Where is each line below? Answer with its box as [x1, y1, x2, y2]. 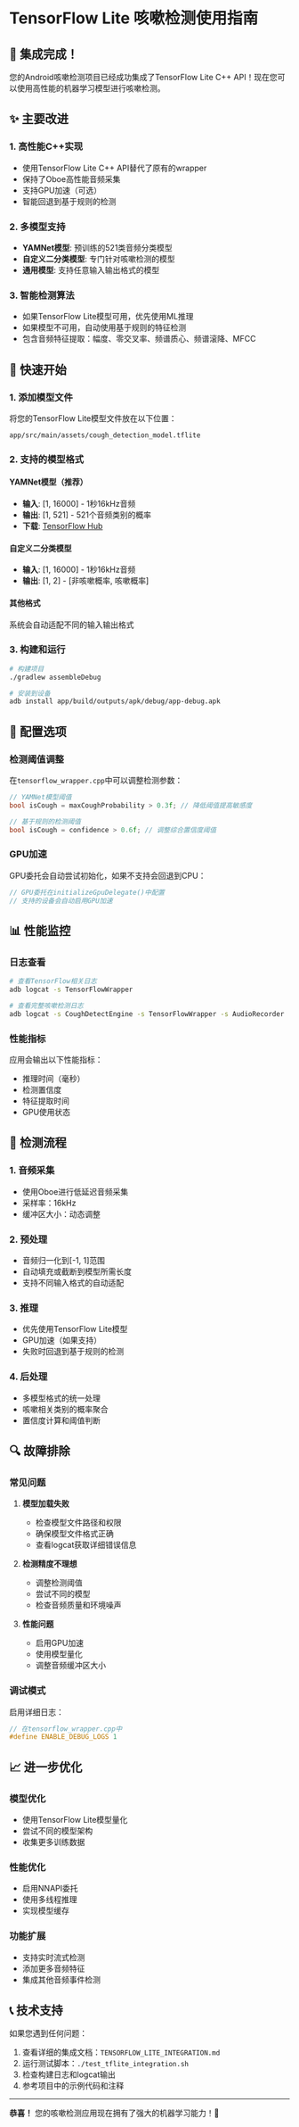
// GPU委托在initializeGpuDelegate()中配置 [9, 888, 165, 897]
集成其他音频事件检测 [21, 1974, 101, 1985]
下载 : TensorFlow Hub [21, 521, 103, 532]
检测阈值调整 [9, 753, 65, 766]
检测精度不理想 [21, 1559, 77, 1569]
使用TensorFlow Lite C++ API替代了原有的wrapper [21, 162, 207, 173]
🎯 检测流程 [9, 1135, 67, 1151]
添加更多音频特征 [21, 1963, 85, 1974]
